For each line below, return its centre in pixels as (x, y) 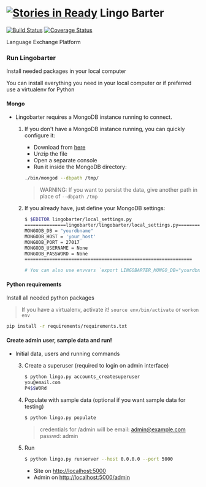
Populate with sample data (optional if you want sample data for (105, 400)
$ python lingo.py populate (60, 418)
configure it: (40, 135)
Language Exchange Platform (44, 42)
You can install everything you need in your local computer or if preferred (99, 83)
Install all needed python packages (51, 298)
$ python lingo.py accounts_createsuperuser (82, 377)
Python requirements (34, 284)
